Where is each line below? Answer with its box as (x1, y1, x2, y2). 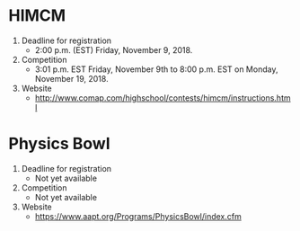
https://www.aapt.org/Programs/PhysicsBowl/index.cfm (34, 210, 242, 221)
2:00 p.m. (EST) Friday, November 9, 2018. (34, 44, 193, 55)
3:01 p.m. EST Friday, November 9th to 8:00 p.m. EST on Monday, (34, 64, 278, 75)
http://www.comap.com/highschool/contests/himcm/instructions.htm (34, 92, 291, 103)
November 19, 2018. (34, 73, 109, 84)
